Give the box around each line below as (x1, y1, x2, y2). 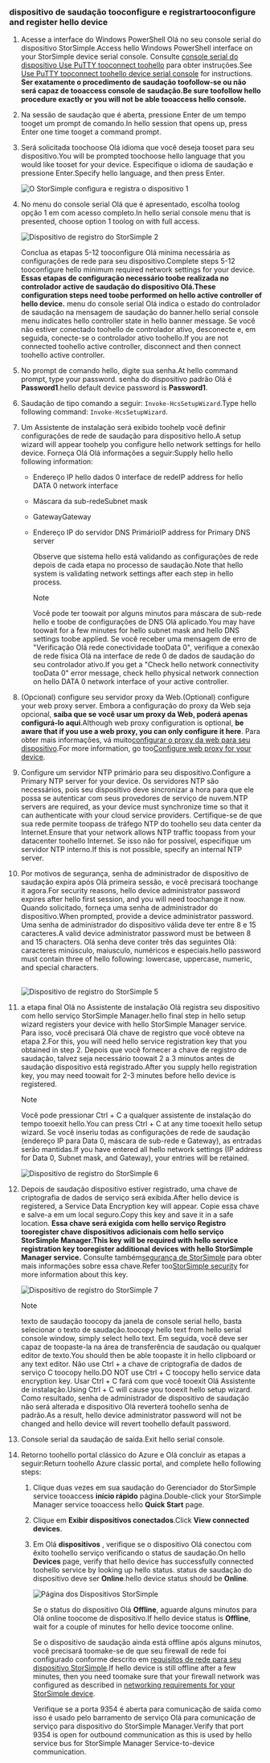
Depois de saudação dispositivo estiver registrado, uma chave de (20, 1184, 238, 1194)
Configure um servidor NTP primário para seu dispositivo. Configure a (20, 768, 252, 777)
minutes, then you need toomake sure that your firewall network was (32, 1671, 260, 1682)
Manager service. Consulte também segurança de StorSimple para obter (20, 1253, 262, 1262)
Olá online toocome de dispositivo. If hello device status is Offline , (32, 1613, 252, 1623)
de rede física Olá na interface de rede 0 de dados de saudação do (32, 651, 256, 661)
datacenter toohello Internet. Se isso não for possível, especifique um (20, 836, 252, 846)
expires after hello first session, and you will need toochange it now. (20, 895, 246, 904)
